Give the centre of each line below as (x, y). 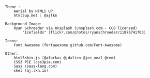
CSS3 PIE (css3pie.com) (38, 62)
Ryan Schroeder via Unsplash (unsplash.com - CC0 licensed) (75, 28)
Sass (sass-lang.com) (35, 66)
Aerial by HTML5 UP (33, 11)
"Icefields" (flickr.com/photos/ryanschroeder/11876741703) (84, 32)
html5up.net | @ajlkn (35, 16)
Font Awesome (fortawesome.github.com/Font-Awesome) (68, 45)
